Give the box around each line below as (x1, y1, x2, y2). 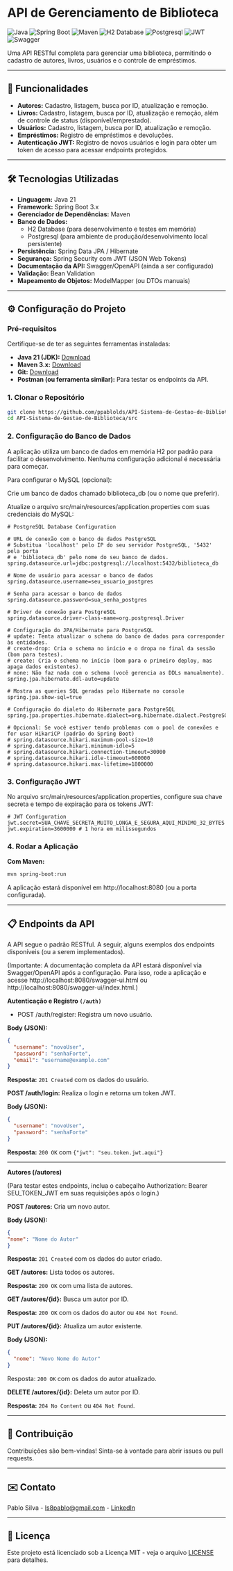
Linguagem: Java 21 (17, 195, 76, 203)
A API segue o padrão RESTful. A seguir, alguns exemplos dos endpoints (7, 940, 215, 949)
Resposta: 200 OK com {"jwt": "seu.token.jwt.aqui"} (7, 1147, 164, 1156)
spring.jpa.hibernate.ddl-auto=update (7, 675, 119, 682)
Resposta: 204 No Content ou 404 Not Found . (7, 1401, 135, 1410)
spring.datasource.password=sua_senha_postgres (7, 596, 148, 603)
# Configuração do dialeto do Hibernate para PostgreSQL (7, 706, 175, 713)
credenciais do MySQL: (7, 510, 74, 518)
